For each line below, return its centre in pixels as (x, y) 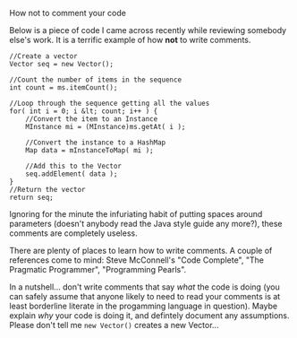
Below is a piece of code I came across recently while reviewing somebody (148, 30)
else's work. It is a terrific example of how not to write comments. (130, 40)
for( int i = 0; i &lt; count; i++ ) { (84, 111)
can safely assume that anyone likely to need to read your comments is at (145, 296)
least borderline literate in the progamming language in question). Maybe (144, 306)
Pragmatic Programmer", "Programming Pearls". (98, 269)
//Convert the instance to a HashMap (96, 143)
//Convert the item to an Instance (92, 119)
